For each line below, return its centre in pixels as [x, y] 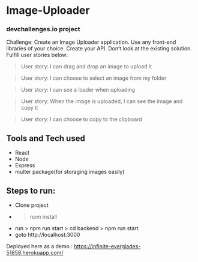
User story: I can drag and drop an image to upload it [86, 67]
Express [25, 165]
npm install [43, 217]
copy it [29, 108]
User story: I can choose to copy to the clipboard [81, 119]
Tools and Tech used [46, 138]
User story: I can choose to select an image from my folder [94, 78]
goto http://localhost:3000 [47, 235]
